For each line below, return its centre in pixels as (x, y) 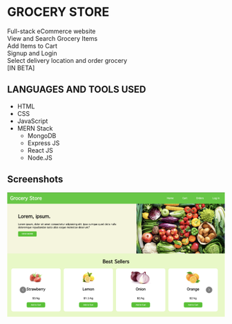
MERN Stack (35, 128)
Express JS (43, 143)
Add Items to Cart (32, 46)
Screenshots (35, 179)
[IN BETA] (21, 68)
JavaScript (32, 121)
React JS (40, 150)
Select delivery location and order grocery (67, 60)
